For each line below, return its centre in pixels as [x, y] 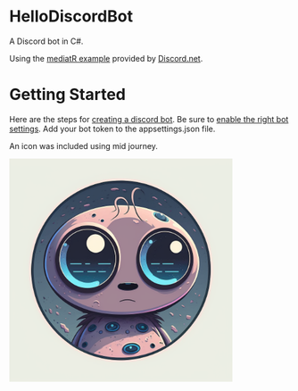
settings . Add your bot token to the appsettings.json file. [112, 129]
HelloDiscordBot [71, 17]
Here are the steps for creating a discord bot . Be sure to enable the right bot [149, 119]
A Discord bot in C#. [46, 41]
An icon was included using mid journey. [84, 146]
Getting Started [68, 95]
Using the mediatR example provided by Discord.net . [106, 58]
